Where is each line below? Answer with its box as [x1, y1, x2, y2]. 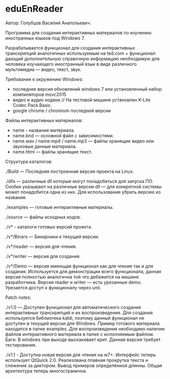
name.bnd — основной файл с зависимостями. [12, 132, 114, 138]
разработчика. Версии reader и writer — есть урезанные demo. [5, 279, 142, 285]
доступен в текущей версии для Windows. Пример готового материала [5, 320, 160, 326]
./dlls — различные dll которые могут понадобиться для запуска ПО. [5, 178, 153, 184]
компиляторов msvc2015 [12, 91, 67, 97]
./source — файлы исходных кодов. [5, 214, 81, 220]
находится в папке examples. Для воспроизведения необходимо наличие [5, 325, 165, 332]
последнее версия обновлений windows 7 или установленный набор [12, 86, 162, 92]
